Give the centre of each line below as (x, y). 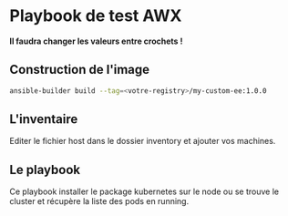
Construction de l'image (80, 70)
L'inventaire (44, 119)
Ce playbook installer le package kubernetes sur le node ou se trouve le (144, 191)
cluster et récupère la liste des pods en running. (99, 201)
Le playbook (45, 170)
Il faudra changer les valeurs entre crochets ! (96, 41)
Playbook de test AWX (96, 16)
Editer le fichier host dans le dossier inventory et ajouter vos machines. (143, 141)
